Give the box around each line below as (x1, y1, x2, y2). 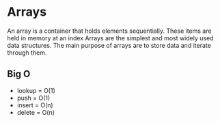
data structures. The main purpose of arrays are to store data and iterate (7, 41, 212, 49)
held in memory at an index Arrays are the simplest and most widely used (7, 33, 214, 42)
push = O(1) (16, 94, 51, 102)
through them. (7, 49, 47, 57)
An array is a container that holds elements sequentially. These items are (7, 27, 212, 35)
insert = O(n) (16, 100, 53, 109)
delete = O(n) (16, 108, 55, 116)
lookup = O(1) (16, 86, 56, 94)
